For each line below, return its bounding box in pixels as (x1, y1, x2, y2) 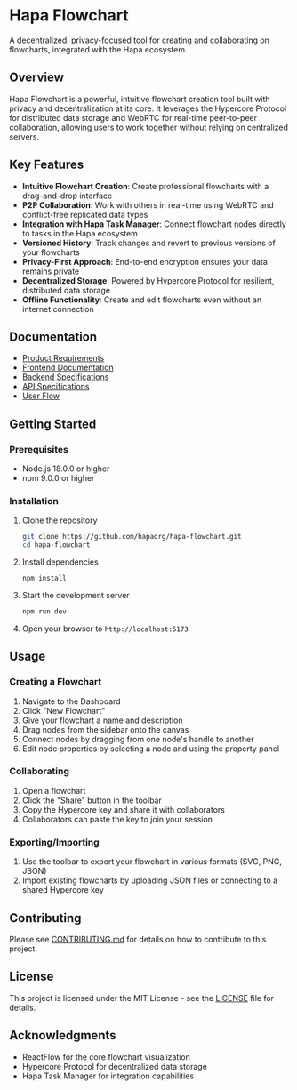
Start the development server (21, 589, 131, 600)
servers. (9, 131, 40, 142)
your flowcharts (21, 246, 80, 258)
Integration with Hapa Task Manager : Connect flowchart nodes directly (21, 219, 286, 229)
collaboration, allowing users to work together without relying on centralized (9, 122, 289, 132)
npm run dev (21, 606, 67, 616)
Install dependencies (21, 557, 100, 567)
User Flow (21, 390, 60, 401)
